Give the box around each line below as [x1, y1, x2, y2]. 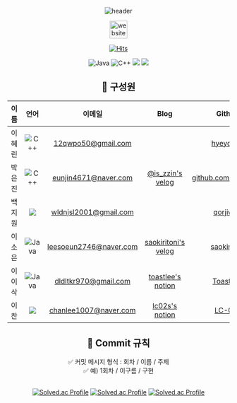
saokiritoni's [144, 237, 186, 247]
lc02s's [152, 300, 178, 310]
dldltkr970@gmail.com [54, 276, 130, 286]
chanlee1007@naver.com [49, 305, 136, 315]
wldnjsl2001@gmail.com [51, 207, 134, 217]
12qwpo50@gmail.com [53, 138, 132, 148]
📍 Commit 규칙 [87, 337, 150, 349]
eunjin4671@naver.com [52, 173, 133, 182]
